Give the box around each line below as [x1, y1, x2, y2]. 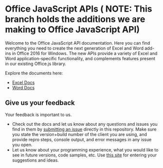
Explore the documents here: [5, 70, 63, 76]
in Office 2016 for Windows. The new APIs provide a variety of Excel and [12, 50, 158, 56]
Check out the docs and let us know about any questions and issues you [12, 121, 158, 127]
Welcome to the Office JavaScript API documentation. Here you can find [5, 40, 150, 46]
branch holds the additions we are [5, 14, 145, 25]
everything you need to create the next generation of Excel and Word [5, 45, 144, 51]
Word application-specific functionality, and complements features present [5, 55, 156, 61]
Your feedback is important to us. [5, 112, 72, 118]
